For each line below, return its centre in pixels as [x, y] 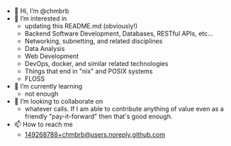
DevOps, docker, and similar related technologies [96, 63]
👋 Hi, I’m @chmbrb [41, 11]
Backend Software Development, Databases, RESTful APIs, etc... [119, 33]
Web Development [52, 56]
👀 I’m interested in [40, 18]
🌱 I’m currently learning [48, 86]
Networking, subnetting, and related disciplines [94, 41]
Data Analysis [45, 49]
